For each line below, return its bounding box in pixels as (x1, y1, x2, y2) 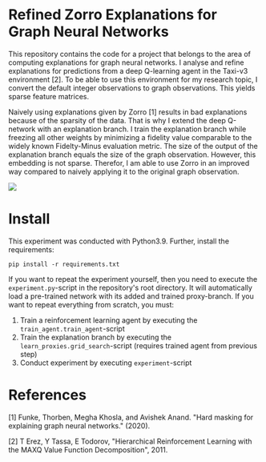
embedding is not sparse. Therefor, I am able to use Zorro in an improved (8, 158, 250, 167)
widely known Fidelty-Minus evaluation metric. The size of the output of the (8, 141, 258, 151)
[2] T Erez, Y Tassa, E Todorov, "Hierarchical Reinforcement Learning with (8, 436, 252, 446)
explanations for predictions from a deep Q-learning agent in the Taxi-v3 (8, 66, 248, 75)
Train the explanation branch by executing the (19, 332, 172, 342)
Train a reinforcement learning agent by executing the (19, 315, 198, 325)
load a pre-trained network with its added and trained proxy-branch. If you (8, 291, 254, 301)
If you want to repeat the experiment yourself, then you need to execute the (8, 274, 258, 283)
